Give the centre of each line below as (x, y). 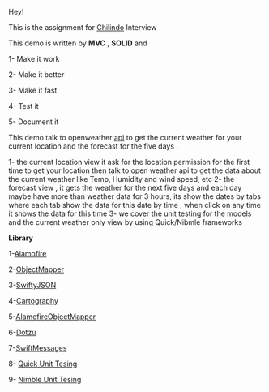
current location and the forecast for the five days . (94, 146)
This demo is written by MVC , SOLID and (78, 43)
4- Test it (23, 106)
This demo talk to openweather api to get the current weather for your (125, 138)
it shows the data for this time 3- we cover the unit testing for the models (130, 213)
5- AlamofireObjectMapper (52, 317)
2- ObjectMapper (36, 269)
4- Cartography (34, 301)
